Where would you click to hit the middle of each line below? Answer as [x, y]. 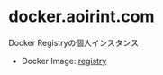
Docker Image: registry [64, 61]
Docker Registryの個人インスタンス [73, 42]
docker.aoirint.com [81, 17]
